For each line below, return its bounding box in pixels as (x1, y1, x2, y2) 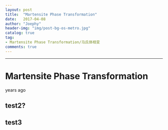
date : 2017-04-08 (5, 16, 46, 21)
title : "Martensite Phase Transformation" (5, 12, 97, 17)
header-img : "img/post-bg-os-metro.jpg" (5, 26, 91, 31)
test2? (5, 101, 26, 110)
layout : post (5, 7, 32, 12)
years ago (5, 87, 26, 93)
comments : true (5, 44, 37, 49)
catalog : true (5, 30, 35, 35)
